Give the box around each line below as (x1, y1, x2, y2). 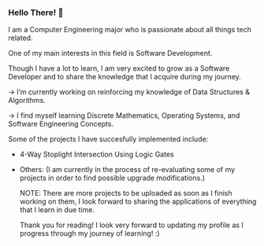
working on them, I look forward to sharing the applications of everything (19, 196, 257, 207)
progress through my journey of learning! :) (19, 229, 160, 238)
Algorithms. (8, 96, 46, 105)
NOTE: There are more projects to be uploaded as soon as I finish (19, 189, 232, 198)
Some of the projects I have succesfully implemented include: (8, 134, 209, 144)
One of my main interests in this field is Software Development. (8, 49, 213, 58)
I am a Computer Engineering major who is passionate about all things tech (8, 25, 252, 35)
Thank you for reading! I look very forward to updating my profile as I (19, 220, 244, 230)
